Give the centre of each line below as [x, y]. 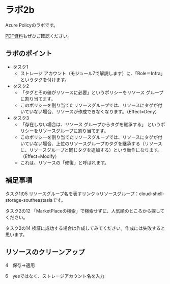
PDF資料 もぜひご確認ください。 [39, 36]
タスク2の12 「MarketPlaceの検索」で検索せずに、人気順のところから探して [85, 211]
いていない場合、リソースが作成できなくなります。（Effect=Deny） [90, 111]
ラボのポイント [29, 54]
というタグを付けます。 [45, 80]
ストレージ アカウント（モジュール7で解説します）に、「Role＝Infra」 [93, 73]
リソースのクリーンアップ [45, 252]
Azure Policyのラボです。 [32, 25]
